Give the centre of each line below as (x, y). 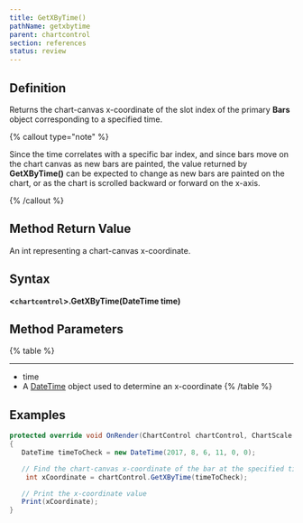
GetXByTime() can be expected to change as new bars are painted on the (147, 173)
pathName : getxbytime (50, 26)
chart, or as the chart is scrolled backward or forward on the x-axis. (135, 182)
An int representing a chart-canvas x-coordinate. (100, 250)
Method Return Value (70, 229)
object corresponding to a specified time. (86, 119)
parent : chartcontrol (50, 34)
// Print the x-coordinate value (84, 493)
